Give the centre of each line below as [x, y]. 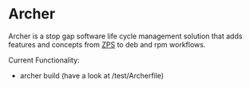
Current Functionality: [44, 60]
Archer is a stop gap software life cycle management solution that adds [125, 36]
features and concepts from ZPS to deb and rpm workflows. [107, 44]
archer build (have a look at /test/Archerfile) [92, 75]
